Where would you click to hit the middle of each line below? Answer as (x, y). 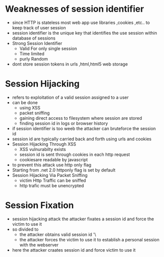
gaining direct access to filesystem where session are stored (81, 118)
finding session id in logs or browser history (64, 123)
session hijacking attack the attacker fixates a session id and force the (83, 219)
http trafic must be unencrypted (52, 185)
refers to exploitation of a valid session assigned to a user (70, 97)
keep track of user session (39, 27)
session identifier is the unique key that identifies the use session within (85, 33)
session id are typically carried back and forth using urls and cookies (82, 139)
